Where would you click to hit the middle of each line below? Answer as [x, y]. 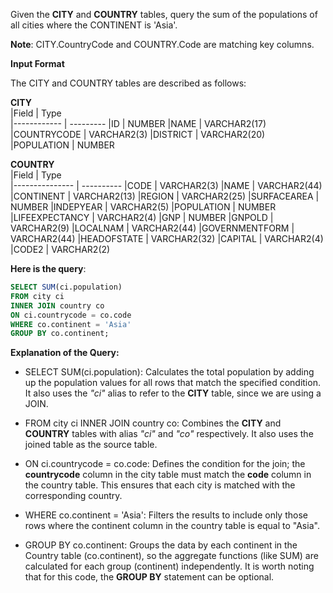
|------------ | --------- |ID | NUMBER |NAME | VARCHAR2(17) [138, 123]
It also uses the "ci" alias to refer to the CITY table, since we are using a [173, 393]
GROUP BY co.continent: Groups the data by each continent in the [161, 545]
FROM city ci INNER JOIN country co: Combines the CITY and [153, 423]
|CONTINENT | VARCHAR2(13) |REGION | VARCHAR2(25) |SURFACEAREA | [165, 196]
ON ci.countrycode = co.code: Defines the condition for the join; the [165, 464]
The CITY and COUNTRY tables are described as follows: [128, 83]
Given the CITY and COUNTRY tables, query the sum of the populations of [164, 14]
